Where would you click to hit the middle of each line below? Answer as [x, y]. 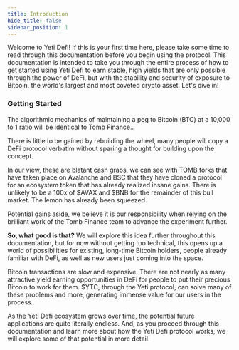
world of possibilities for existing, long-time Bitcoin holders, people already [117, 250]
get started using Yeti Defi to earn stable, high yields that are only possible [117, 70]
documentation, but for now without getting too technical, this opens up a [115, 242]
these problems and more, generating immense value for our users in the [115, 294]
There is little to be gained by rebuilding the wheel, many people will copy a [118, 140]
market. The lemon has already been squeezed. [77, 200]
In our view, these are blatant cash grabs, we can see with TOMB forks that [117, 170]
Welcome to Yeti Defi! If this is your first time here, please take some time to [118, 48]
